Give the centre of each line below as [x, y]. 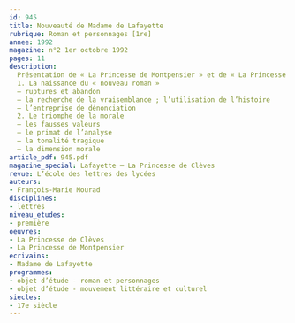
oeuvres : [25, 231]
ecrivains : [29, 256]
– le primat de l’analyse [65, 133]
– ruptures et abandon [59, 91]
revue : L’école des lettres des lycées [83, 173]
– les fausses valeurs [59, 125]
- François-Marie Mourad [55, 190]
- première [29, 223]
